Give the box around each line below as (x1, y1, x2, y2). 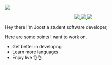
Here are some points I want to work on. (5, 34, 87, 40)
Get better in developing (12, 44, 62, 49)
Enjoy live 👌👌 (12, 55, 42, 60)
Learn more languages (12, 49, 58, 55)
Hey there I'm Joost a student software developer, (5, 24, 108, 30)
